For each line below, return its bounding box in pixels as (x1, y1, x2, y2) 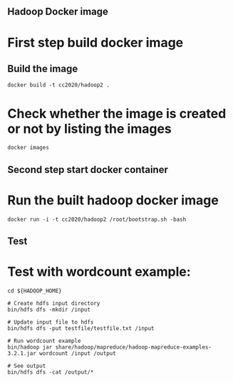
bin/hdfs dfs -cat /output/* (7, 368, 94, 376)
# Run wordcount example (7, 337, 81, 344)
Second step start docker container (7, 164, 169, 176)
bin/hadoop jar (7, 343, 53, 351)
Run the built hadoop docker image (7, 192, 219, 208)
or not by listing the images (7, 121, 172, 136)
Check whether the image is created (7, 105, 227, 121)
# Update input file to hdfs (7, 318, 94, 326)
